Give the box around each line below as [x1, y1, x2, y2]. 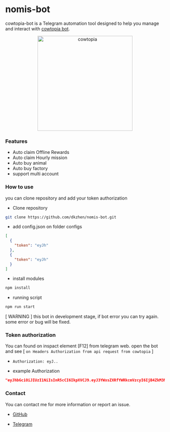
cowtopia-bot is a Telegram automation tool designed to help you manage [5, 20, 159, 26]
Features [5, 138, 28, 145]
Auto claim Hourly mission [12, 154, 67, 161]
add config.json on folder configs [12, 224, 82, 230]
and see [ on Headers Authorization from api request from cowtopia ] [5, 348, 154, 355]
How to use [5, 183, 34, 190]
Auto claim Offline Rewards [12, 149, 70, 155]
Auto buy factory [12, 166, 48, 172]
